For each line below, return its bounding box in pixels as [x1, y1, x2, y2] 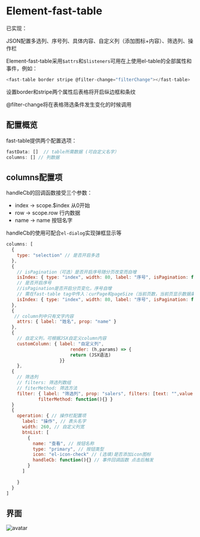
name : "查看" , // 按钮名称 [32, 441, 95, 447]
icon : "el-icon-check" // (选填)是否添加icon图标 [32, 451, 151, 458]
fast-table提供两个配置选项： [6, 137, 77, 144]
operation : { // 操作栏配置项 [17, 413, 86, 419]
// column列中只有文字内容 [14, 313, 74, 319]
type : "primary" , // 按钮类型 [32, 446, 104, 452]
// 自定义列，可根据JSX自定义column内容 [17, 335, 107, 342]
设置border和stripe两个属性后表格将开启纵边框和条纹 [6, 88, 136, 95]
